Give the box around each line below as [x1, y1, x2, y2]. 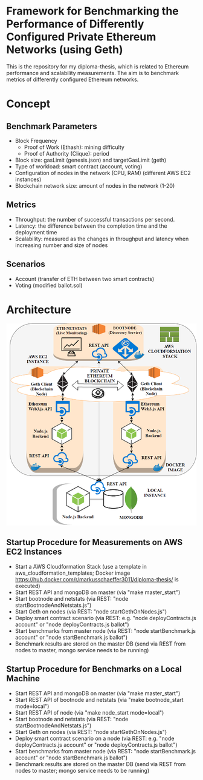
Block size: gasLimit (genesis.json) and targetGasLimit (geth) [14, 156, 167, 164]
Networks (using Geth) [6, 43, 123, 57]
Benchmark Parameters [6, 121, 98, 131]
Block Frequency [14, 137, 57, 144]
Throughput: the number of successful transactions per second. [14, 216, 175, 223]
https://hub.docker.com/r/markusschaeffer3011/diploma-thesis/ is [14, 575, 179, 583]
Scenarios [6, 259, 45, 269]
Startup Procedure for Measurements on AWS [6, 537, 183, 547]
